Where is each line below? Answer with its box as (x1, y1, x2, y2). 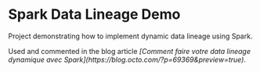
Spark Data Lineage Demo (8, 5, 181, 23)
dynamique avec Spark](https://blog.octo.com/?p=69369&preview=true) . (8, 55, 247, 64)
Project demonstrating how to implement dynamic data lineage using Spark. (8, 31, 253, 41)
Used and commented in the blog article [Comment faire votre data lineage (8, 46, 251, 56)
